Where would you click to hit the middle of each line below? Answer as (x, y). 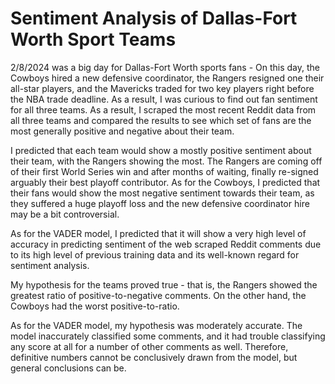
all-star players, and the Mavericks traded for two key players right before (162, 88)
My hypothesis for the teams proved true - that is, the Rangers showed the (164, 284)
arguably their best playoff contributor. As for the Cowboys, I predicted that (165, 182)
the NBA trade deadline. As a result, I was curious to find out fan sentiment (164, 99)
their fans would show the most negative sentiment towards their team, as (162, 193)
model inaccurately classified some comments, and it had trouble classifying (168, 336)
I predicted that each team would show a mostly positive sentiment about (161, 150)
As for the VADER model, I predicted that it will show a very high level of (158, 233)
